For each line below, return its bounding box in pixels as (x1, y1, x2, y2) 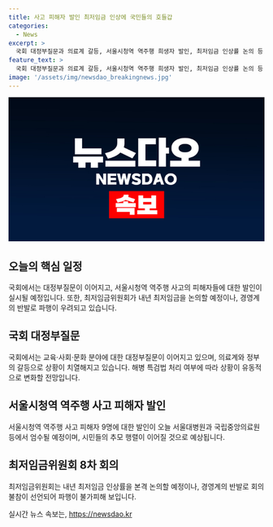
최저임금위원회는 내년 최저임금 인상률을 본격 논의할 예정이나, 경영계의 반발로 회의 (8, 481, 265, 491)
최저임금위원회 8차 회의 (8, 459, 119, 472)
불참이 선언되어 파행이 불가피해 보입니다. (8, 491, 136, 501)
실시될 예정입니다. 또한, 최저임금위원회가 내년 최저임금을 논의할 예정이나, (8, 293, 238, 303)
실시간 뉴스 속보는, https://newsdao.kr (8, 509, 132, 519)
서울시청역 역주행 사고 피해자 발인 (8, 399, 167, 413)
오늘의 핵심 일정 (8, 259, 83, 273)
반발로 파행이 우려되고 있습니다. (16, 303, 117, 313)
